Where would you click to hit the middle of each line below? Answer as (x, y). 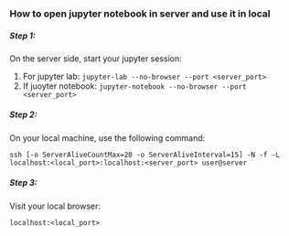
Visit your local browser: (55, 206)
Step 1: (23, 36)
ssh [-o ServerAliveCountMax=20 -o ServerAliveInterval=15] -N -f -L (145, 155)
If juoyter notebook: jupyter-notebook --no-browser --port (134, 86)
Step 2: (24, 115)
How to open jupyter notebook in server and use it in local (140, 14)
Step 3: (24, 183)
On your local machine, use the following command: (107, 138)
